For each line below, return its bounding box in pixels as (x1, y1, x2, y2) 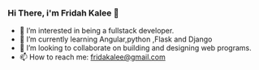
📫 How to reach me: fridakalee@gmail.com (19, 52, 166, 62)
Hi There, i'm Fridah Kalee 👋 (7, 7, 119, 19)
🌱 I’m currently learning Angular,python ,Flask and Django (19, 34, 213, 44)
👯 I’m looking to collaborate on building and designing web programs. (19, 43, 253, 53)
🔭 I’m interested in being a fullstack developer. (19, 26, 175, 36)
